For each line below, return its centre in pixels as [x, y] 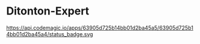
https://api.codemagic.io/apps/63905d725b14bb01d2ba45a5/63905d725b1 [100, 28]
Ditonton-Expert [48, 11]
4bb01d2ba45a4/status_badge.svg [50, 34]
